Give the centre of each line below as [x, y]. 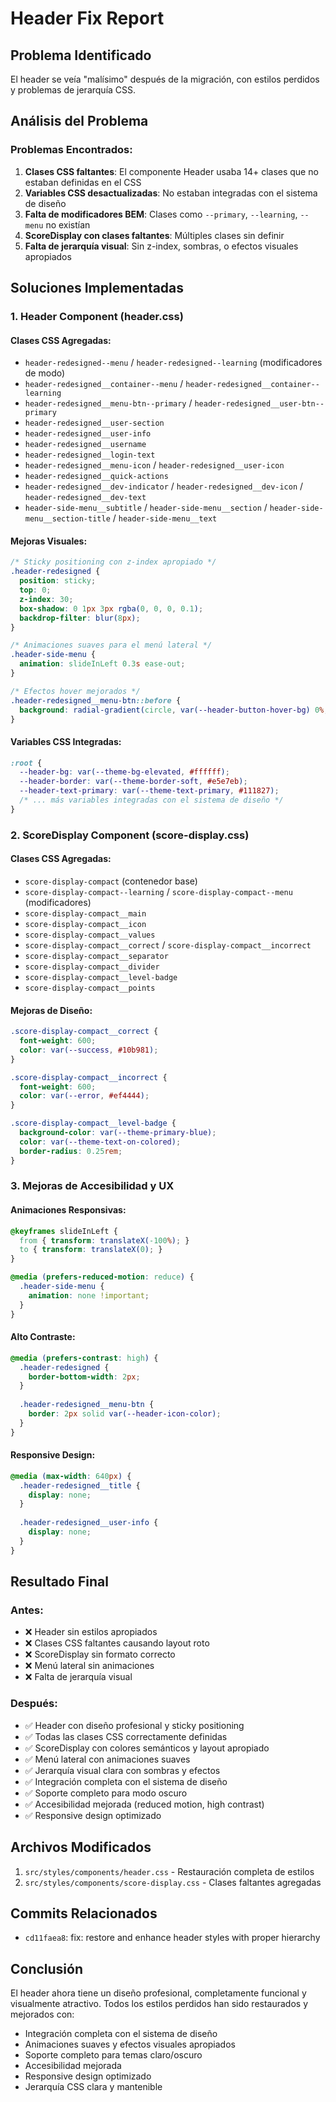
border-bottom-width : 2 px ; [84, 1377]
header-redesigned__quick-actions [96, 477]
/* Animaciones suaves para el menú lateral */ [111, 645]
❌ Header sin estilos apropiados [91, 1632]
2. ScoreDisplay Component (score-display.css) [130, 835]
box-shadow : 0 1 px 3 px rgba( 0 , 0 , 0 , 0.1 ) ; [111, 608]
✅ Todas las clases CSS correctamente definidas [126, 1736]
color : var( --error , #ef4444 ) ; [84, 1096]
